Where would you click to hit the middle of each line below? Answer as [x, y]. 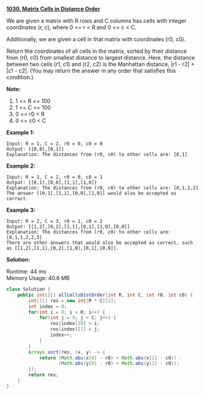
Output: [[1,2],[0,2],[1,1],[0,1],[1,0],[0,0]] [68, 227]
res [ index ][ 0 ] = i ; [75, 324]
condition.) [20, 77]
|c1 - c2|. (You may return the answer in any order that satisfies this [91, 71]
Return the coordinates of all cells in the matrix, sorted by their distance [96, 51]
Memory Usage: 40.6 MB [38, 278]
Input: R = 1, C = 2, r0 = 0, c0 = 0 [55, 144]
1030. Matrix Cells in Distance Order [53, 9]
